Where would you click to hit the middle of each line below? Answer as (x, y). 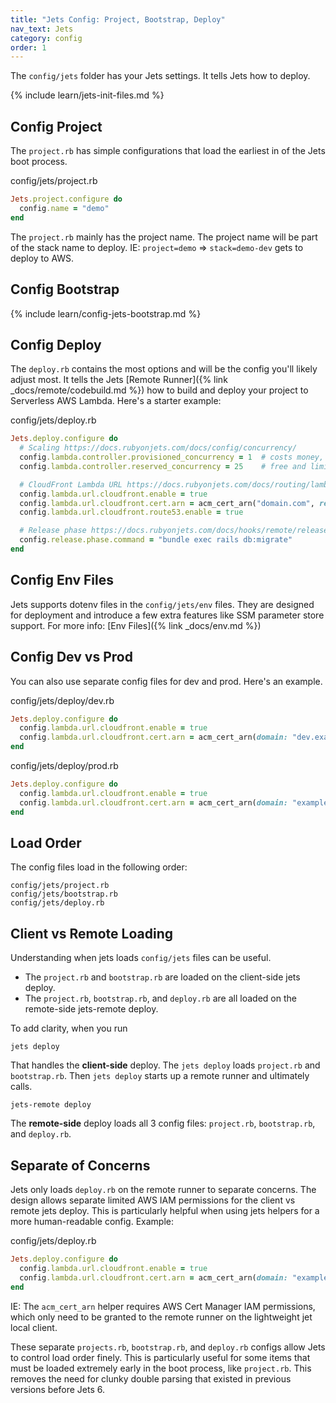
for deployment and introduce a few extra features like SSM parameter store (167, 615)
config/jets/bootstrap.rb (64, 894)
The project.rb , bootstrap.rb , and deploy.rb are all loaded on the (160, 998)
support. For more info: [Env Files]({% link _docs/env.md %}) (136, 625)
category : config (46, 38)
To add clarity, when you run (69, 1028)
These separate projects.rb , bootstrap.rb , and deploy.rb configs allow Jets (168, 1347)
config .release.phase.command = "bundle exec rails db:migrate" (156, 540)
